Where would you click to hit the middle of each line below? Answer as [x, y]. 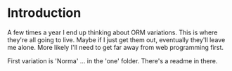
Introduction [44, 13]
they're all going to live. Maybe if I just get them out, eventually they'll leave [116, 39]
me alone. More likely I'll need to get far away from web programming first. [115, 47]
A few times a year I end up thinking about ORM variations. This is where [112, 32]
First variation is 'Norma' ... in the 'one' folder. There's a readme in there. [112, 60]
